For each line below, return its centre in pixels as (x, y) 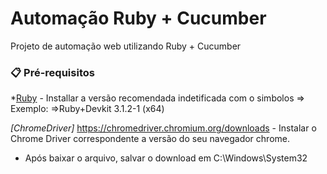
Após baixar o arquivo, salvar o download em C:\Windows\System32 (166, 158)
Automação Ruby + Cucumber (138, 18)
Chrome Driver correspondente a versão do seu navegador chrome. (150, 139)
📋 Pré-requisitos (52, 72)
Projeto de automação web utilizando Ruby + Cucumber (126, 46)
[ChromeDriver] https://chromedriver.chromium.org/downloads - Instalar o (163, 128)
